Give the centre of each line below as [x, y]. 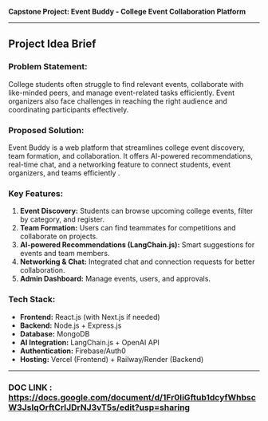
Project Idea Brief [52, 44]
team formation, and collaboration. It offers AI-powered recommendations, [131, 155]
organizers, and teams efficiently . [64, 173]
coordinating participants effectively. [69, 109]
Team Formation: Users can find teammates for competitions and [128, 228]
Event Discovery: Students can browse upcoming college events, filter [136, 211]
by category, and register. [62, 219]
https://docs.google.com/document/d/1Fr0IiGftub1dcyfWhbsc [132, 397]
